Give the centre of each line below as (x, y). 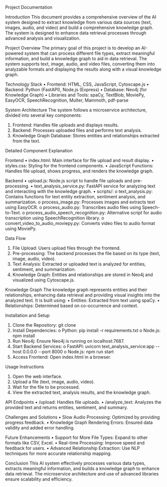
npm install (24, 336)
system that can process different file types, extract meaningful (89, 53)
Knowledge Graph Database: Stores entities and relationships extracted (86, 136)
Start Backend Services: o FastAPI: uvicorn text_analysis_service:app (83, 346)
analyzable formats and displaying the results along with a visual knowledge (83, 69)
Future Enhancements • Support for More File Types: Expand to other (77, 437)
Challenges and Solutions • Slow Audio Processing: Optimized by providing (83, 417)
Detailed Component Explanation (39, 151)
